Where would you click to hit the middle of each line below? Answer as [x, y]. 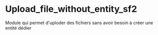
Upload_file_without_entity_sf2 [71, 9]
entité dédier [18, 28]
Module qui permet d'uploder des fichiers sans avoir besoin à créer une [79, 23]
